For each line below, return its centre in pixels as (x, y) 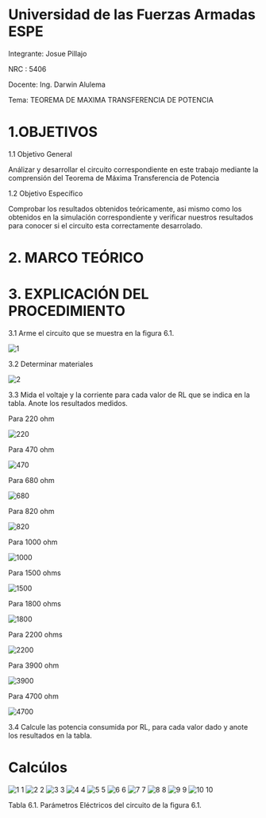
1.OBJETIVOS (53, 132)
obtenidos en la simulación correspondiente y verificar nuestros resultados (131, 217)
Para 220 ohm (31, 419)
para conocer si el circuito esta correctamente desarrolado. (106, 225)
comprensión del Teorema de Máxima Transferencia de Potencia (114, 177)
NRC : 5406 (27, 68)
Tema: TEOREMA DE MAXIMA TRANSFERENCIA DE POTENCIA (111, 99)
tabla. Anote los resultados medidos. (68, 403)
